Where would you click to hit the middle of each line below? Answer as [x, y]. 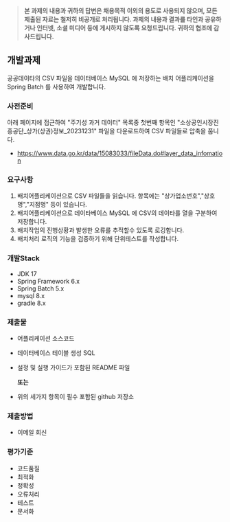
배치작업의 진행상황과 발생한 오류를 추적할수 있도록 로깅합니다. [101, 230]
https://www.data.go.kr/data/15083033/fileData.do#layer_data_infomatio [120, 153]
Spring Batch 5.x [41, 288]
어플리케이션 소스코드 [46, 338]
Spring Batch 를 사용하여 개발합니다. [57, 87]
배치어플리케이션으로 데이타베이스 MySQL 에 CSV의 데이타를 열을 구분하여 [117, 213]
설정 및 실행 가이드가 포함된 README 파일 [73, 367]
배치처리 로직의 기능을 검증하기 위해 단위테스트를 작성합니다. [98, 239]
